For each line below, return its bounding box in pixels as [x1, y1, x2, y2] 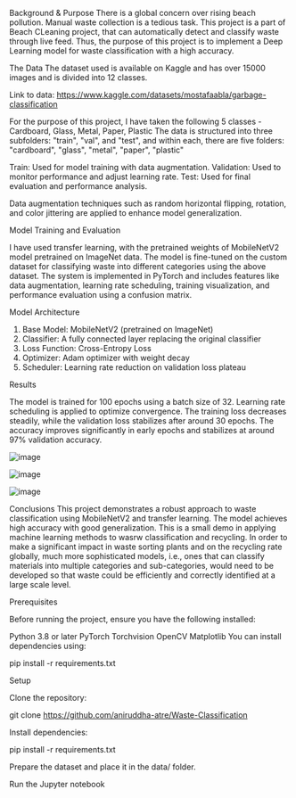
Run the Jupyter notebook [9, 779, 105, 789]
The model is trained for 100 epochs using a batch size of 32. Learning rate [9, 397, 286, 407]
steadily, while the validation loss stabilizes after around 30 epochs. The [9, 415, 275, 426]
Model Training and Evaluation [9, 225, 121, 235]
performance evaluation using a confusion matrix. [9, 290, 193, 300]
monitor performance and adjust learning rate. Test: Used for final [9, 171, 251, 182]
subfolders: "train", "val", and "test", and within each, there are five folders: [9, 136, 285, 145]
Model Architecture [9, 307, 80, 317]
